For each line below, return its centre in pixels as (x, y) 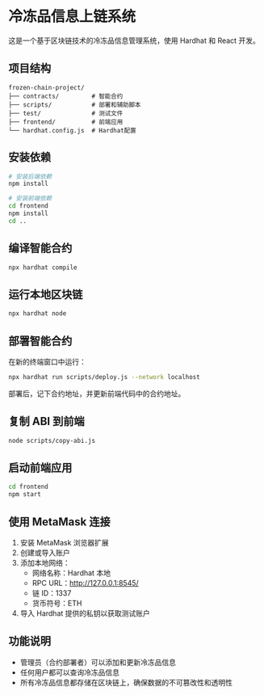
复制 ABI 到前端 (46, 421)
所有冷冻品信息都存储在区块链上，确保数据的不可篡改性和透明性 (126, 682)
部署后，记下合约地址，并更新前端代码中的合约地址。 (97, 394)
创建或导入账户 (45, 552)
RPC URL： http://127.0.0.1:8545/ (85, 583)
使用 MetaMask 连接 (59, 522)
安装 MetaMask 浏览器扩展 (64, 542)
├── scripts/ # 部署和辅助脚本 (75, 105)
